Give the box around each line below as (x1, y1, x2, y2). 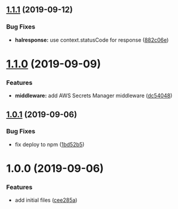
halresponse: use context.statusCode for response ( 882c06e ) (14, 36, 169, 44)
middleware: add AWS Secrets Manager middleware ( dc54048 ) (14, 92, 173, 99)
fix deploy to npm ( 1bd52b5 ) (14, 140, 85, 148)
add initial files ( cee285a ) (14, 196, 78, 204)
